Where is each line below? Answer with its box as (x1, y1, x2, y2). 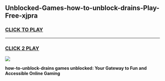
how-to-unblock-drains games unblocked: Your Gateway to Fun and (5, 65, 147, 71)
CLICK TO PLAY (5, 27, 43, 33)
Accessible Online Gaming (5, 70, 60, 76)
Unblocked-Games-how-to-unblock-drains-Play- (5, 4, 160, 12)
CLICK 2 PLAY (5, 45, 39, 52)
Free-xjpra (5, 12, 38, 20)
